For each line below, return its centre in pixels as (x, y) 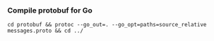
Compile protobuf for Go (50, 10)
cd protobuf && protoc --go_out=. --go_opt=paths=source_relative (107, 25)
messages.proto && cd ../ (45, 31)
